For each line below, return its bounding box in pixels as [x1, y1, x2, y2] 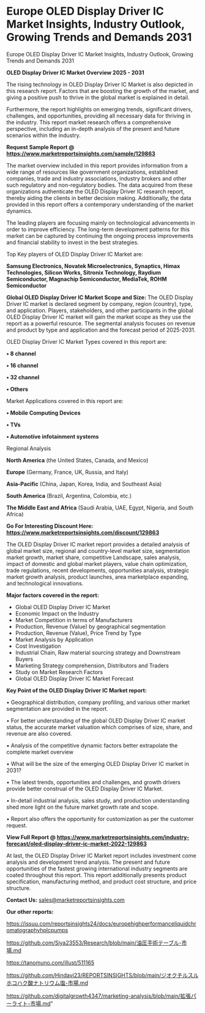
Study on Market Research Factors [15, 668, 103, 675]
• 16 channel [6, 362, 39, 369]
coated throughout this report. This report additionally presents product [6, 871, 187, 878]
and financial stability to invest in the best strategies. [6, 239, 139, 246]
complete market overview [6, 748, 73, 755]
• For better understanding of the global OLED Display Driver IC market [6, 717, 185, 724]
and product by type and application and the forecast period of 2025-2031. [6, 326, 196, 333]
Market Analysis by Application [15, 636, 94, 643]
